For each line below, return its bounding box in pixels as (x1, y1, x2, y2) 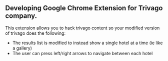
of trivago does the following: (5, 30, 66, 36)
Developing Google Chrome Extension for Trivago (5, 4, 163, 12)
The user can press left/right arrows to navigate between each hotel (12, 50, 153, 56)
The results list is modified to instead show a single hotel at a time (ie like (12, 40, 163, 46)
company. (5, 12, 37, 20)
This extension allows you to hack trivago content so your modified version (5, 25, 160, 31)
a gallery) (12, 45, 32, 51)
